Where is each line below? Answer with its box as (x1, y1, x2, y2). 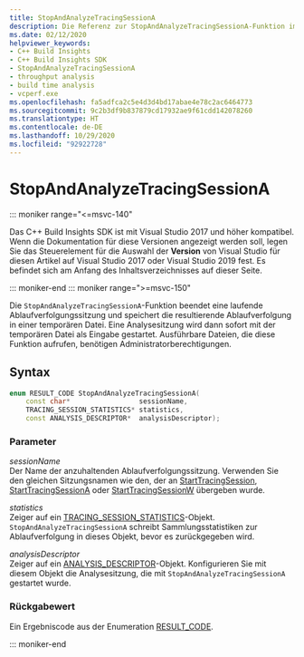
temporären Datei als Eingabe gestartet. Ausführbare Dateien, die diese (9, 328, 276, 340)
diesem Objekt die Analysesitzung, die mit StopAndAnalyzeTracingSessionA (9, 568, 286, 579)
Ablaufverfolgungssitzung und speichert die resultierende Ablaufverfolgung (9, 309, 292, 320)
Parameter (9, 435, 57, 448)
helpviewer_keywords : (9, 38, 91, 48)
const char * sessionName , (25, 397, 188, 406)
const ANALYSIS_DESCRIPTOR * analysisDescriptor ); (25, 414, 221, 423)
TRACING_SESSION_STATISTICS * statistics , (25, 405, 184, 415)
